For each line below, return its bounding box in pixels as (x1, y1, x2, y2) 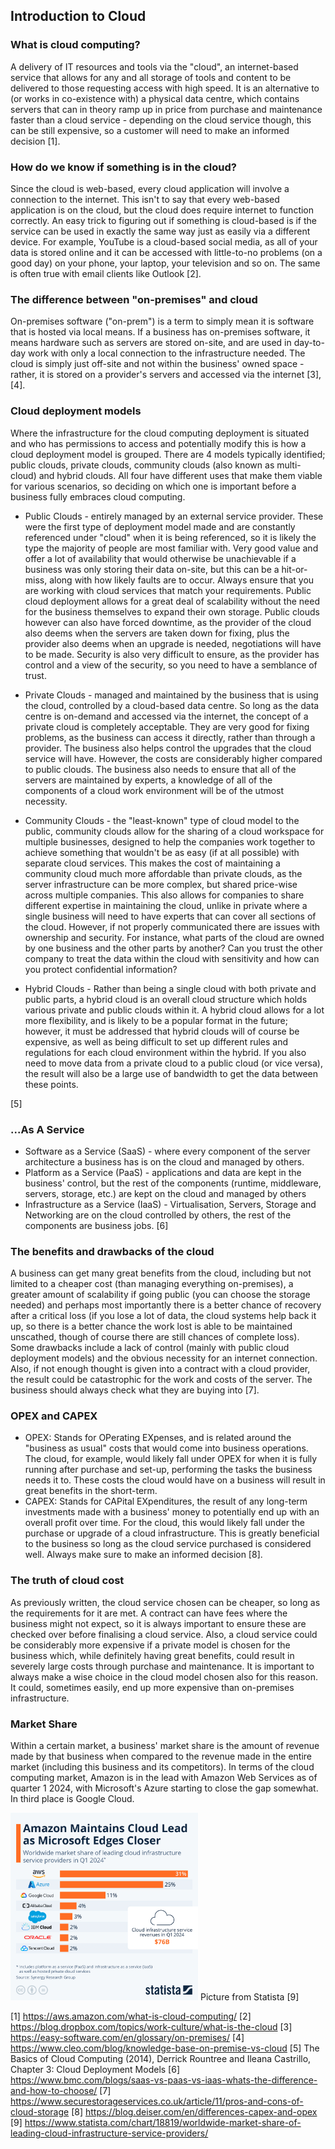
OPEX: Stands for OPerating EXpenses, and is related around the (24, 1432, 292, 1444)
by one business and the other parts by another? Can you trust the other (24, 942, 323, 954)
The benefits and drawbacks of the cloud (10, 1244, 215, 1258)
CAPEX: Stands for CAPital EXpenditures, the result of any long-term (24, 1495, 308, 1508)
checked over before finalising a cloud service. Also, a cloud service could (10, 1628, 318, 1640)
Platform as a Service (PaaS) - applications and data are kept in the (24, 1166, 302, 1178)
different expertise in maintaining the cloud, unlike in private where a (24, 899, 308, 911)
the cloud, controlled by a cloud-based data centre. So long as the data (24, 699, 320, 711)
